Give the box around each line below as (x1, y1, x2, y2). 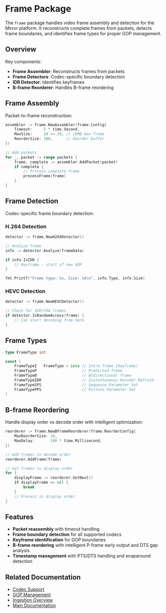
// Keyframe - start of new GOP (14, 262, 82, 267)
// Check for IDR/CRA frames (5, 309, 66, 314)
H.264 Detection (5, 223, 47, 230)
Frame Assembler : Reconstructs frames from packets (12, 68, 125, 74)
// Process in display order (14, 494, 75, 499)
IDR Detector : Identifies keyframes (12, 79, 85, 85)
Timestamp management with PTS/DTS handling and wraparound (12, 553, 151, 559)
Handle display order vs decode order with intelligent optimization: (5, 419, 143, 425)
